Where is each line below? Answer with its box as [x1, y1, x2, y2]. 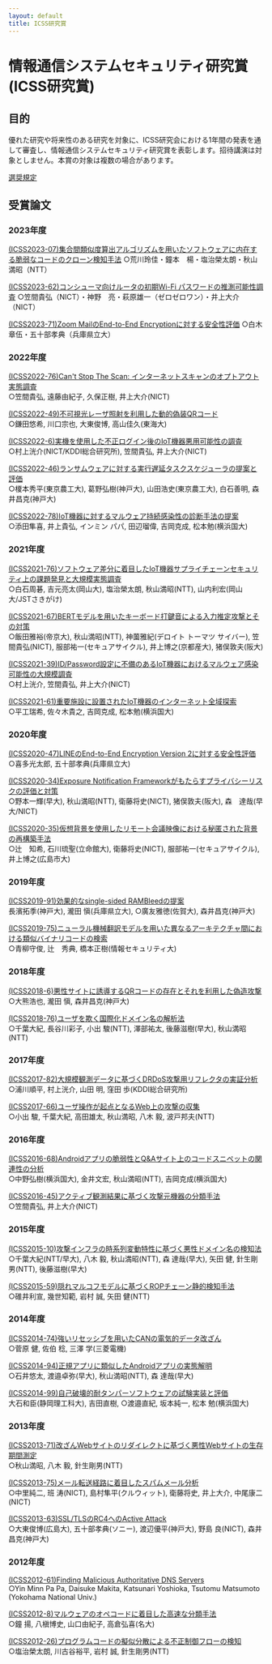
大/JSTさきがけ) [8, 594, 63, 604]
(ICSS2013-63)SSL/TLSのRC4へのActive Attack [8, 1514, 168, 1524]
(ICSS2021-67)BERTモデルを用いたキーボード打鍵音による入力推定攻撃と [8, 611, 253, 621]
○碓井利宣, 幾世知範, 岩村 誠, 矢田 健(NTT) [8, 1291, 151, 1301]
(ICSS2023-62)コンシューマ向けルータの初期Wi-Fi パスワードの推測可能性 [8, 282, 257, 292]
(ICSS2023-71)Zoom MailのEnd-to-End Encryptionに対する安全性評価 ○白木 [8, 319, 263, 329]
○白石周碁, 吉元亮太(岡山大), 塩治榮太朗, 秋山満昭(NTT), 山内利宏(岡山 [8, 584, 243, 594]
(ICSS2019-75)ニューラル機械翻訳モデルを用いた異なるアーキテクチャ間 [8, 924, 249, 933]
